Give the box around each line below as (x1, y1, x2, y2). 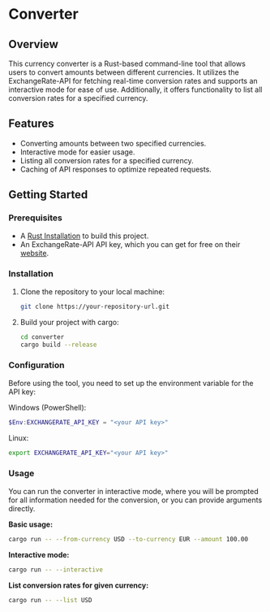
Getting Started (8, 188, 88, 202)
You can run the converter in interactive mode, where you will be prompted (8, 486, 259, 496)
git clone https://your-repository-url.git (19, 302, 170, 310)
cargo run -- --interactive (8, 566, 104, 574)
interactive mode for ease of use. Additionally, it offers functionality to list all (8, 85, 263, 94)
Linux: (8, 432, 29, 443)
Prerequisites (8, 212, 62, 224)
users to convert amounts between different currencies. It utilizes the (8, 67, 239, 77)
